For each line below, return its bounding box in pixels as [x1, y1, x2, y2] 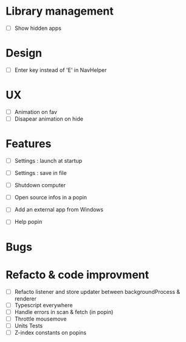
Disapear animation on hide [14, 115, 83, 123]
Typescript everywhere [14, 301, 73, 308]
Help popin [14, 218, 43, 226]
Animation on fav [14, 108, 57, 115]
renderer [14, 294, 37, 302]
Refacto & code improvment [5, 268, 150, 282]
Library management [5, 4, 114, 18]
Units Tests [14, 322, 43, 329]
